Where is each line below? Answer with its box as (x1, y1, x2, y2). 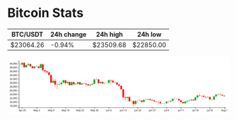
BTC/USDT (11, 30, 44, 39)
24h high (95, 30, 124, 39)
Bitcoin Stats (7, 5, 84, 21)
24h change (50, 30, 87, 39)
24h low (136, 30, 162, 39)
